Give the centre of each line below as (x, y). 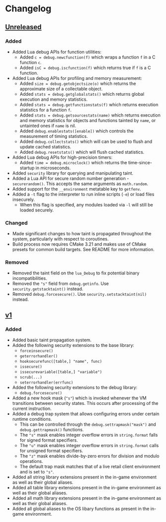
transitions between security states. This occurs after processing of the (85, 403)
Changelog (28, 9)
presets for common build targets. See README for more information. (83, 250)
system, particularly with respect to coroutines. (60, 239)
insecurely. (24, 199)
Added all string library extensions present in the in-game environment (84, 477)
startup (27, 168)
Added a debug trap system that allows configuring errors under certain (86, 414)
